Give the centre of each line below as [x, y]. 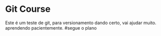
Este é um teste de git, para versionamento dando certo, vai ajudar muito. [81, 23]
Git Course [28, 9]
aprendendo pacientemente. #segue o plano [51, 28]
